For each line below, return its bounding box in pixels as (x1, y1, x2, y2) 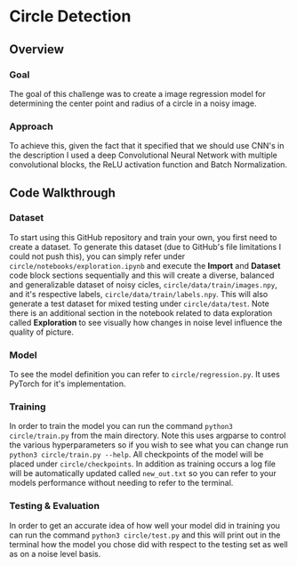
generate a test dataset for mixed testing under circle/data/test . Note (9, 298, 269, 309)
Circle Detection (9, 6, 132, 27)
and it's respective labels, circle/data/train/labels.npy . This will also (9, 288, 269, 299)
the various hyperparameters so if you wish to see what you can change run (9, 440, 289, 450)
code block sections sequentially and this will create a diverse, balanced (9, 270, 275, 280)
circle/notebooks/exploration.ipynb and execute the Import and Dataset (9, 260, 281, 271)
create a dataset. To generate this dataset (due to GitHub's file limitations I (9, 241, 282, 252)
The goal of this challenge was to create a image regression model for (9, 88, 266, 99)
